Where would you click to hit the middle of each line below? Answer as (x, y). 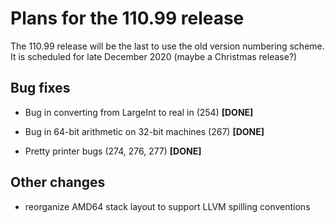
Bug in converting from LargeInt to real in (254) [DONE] (139, 112)
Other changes (58, 182)
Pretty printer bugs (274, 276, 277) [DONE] (113, 151)
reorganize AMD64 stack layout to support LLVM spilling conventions (167, 206)
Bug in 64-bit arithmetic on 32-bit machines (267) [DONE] (144, 131)
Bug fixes (40, 88)
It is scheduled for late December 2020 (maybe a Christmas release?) (154, 56)
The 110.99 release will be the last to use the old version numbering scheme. (167, 46)
